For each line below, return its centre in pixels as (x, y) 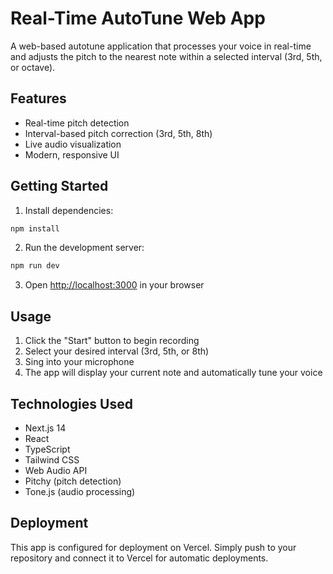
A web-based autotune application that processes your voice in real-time (161, 46)
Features (38, 98)
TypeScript (47, 449)
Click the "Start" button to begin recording (112, 341)
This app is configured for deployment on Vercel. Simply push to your (153, 547)
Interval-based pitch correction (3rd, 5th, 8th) (118, 133)
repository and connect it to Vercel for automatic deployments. (139, 558)
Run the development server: (84, 248)
